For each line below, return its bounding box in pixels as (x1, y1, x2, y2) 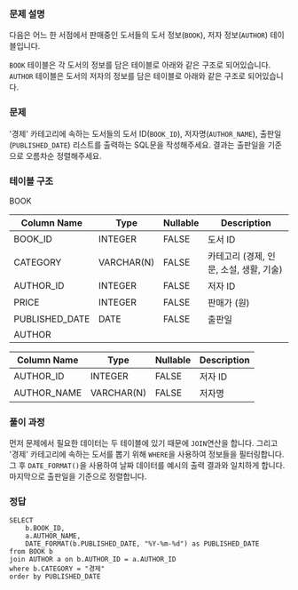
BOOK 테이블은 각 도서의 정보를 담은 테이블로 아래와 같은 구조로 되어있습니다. (9, 60, 271, 70)
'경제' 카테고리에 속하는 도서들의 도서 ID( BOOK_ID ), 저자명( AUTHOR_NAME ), (9, 128, 258, 139)
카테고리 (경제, (207, 250, 266, 262)
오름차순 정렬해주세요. (25, 150, 102, 161)
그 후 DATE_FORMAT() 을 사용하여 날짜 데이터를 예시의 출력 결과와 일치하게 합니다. (9, 460, 286, 471)
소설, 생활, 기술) (220, 263, 283, 275)
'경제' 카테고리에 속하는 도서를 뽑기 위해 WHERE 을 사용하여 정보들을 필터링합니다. (9, 449, 285, 459)
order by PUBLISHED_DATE (9, 572, 101, 581)
